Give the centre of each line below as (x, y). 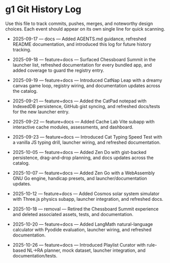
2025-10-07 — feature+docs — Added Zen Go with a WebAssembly (84, 173)
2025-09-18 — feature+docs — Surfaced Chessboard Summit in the (84, 59)
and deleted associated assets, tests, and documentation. (73, 214)
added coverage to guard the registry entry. (58, 70)
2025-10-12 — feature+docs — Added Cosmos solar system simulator (86, 193)
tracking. (22, 49)
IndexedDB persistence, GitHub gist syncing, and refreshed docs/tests (86, 106)
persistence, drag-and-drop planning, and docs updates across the (83, 157)
